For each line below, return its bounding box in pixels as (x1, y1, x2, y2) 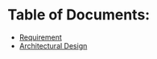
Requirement (19, 32, 62, 42)
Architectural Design (19, 40, 88, 50)
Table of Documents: (7, 6, 151, 24)
